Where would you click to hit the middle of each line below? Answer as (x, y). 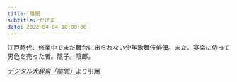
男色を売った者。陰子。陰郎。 (51, 56)
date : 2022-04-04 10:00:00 (47, 27)
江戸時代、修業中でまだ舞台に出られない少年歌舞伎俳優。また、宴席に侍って (119, 48)
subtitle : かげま (31, 20)
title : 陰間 (24, 14)
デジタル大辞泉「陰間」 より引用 (54, 71)
